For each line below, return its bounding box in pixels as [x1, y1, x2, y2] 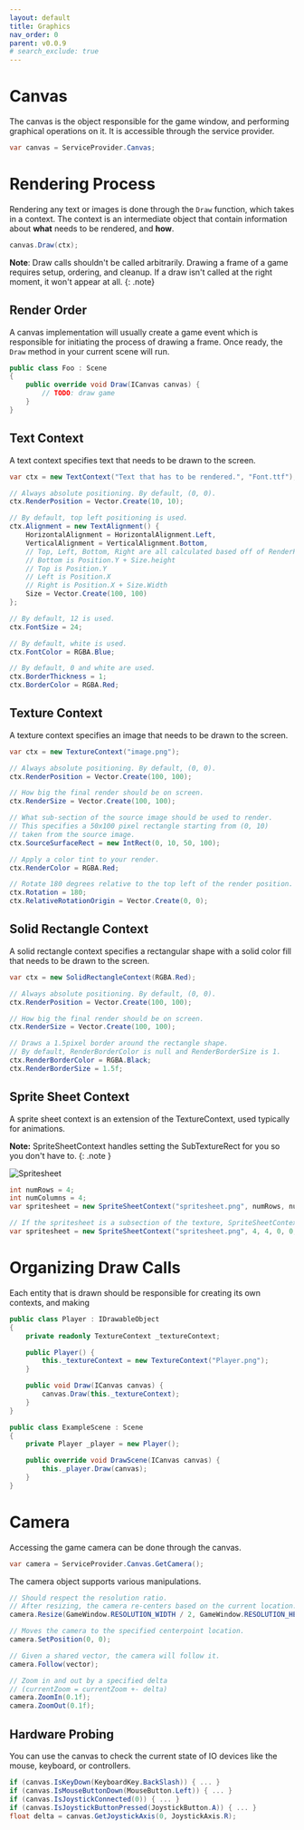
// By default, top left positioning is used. [9, 513, 188, 522]
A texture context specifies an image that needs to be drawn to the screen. [9, 729, 289, 740]
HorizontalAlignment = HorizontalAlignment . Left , [25, 531, 217, 540]
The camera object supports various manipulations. [9, 1575, 202, 1587]
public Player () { [25, 1348, 95, 1357]
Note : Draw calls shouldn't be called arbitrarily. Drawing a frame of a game [9, 257, 289, 268]
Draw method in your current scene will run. [9, 346, 170, 356]
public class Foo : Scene [9, 364, 107, 373]
